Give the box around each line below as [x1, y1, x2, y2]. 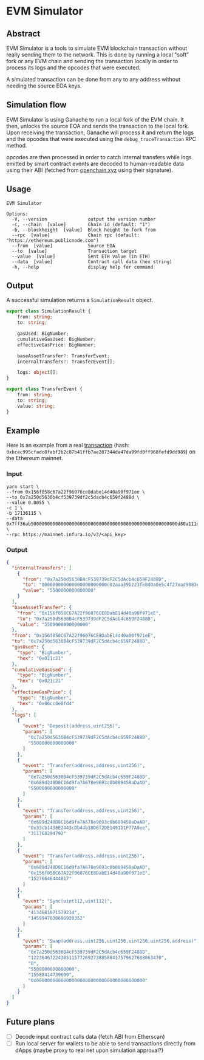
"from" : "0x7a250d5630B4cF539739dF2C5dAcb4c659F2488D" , [22, 576, 167, 582]
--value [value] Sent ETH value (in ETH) [12, 253, 151, 260]
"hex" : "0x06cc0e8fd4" [17, 700, 75, 706]
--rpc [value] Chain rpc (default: [12, 232, 140, 238]
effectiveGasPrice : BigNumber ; [17, 342, 97, 348]
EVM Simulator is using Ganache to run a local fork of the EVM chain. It [6, 115, 184, 123]
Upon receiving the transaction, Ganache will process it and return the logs [6, 129, 194, 136]
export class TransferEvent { [6, 386, 83, 393]
